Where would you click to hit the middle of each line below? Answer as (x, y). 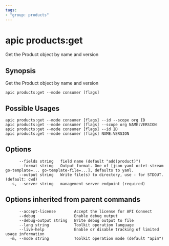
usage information (25, 234)
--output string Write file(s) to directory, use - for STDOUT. (91, 175)
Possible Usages (33, 108)
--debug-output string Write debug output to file (76, 220)
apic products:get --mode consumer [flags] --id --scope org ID (75, 120)
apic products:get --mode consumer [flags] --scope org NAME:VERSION (81, 125)
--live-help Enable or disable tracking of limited (89, 230)
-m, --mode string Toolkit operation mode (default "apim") (87, 238)
